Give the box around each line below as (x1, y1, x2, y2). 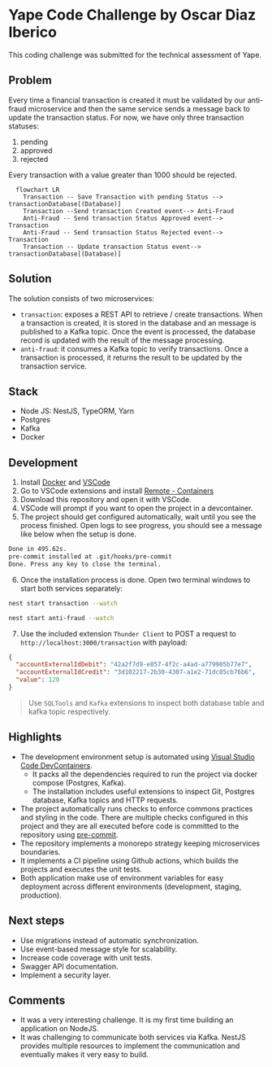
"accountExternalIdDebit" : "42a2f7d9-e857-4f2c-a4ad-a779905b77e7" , (15, 661, 253, 669)
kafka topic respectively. (28, 706, 111, 716)
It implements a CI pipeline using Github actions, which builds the (19, 855, 240, 865)
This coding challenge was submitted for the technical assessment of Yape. (8, 50, 262, 59)
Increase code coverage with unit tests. (19, 952, 153, 962)
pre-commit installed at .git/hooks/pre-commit (8, 553, 173, 561)
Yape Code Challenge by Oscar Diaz (8, 6, 257, 24)
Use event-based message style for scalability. (19, 944, 178, 954)
